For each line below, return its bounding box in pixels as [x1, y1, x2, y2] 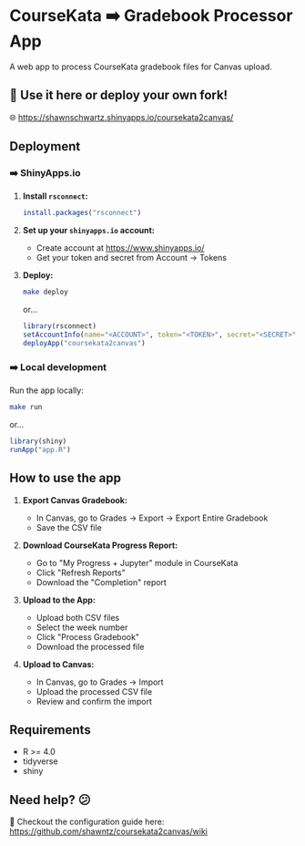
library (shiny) [9, 437, 67, 446]
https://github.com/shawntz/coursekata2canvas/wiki [9, 826, 208, 837]
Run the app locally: [9, 385, 84, 396]
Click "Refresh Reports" [36, 567, 126, 578]
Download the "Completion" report [36, 576, 167, 587]
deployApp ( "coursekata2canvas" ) [22, 338, 146, 347]
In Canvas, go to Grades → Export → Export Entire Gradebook [36, 512, 269, 523]
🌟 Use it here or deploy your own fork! [9, 88, 229, 103]
